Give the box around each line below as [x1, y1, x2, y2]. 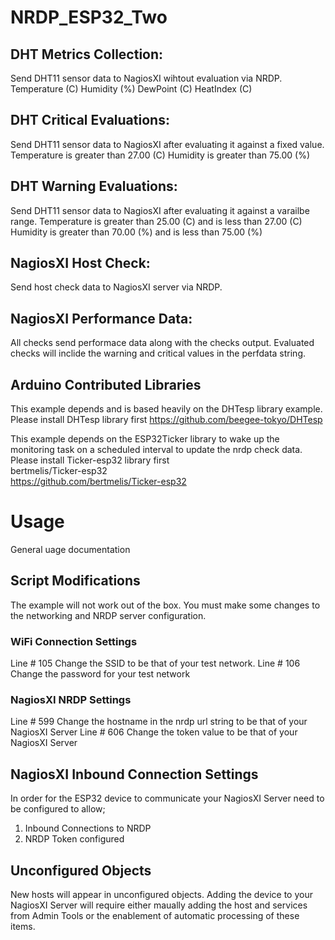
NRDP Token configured [24, 833, 125, 845]
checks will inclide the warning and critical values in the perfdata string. [10, 347, 306, 360]
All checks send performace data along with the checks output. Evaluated [10, 337, 315, 349]
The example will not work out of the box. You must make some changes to [10, 599, 321, 611]
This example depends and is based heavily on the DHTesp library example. [10, 403, 323, 415]
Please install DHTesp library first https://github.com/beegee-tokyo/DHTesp [10, 414, 323, 426]
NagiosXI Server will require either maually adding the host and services [10, 899, 308, 911]
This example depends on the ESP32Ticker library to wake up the [10, 433, 280, 445]
